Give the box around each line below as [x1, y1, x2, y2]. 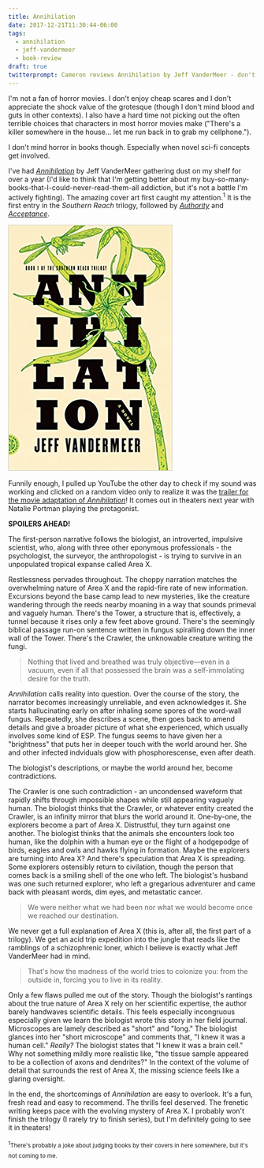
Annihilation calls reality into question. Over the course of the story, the [8, 689, 240, 699]
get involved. [8, 151, 50, 160]
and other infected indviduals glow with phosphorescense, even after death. [8, 748, 256, 757]
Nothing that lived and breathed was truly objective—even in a [27, 657, 230, 666]
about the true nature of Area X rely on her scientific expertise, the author [8, 998, 247, 1009]
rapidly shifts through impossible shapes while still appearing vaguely [8, 795, 234, 804]
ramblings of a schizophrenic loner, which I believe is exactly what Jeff [8, 943, 238, 953]
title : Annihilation [8, 13, 76, 21]
